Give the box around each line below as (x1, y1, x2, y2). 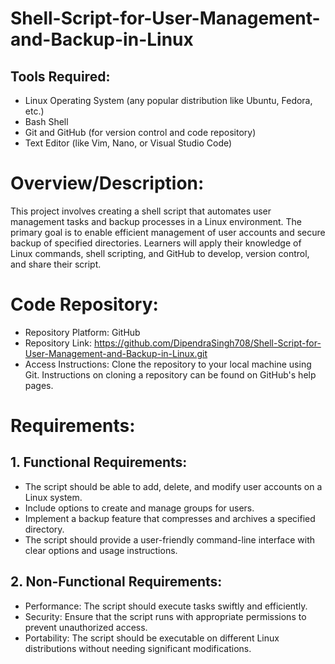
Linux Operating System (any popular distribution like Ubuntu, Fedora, (24, 95, 313, 106)
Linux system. (24, 491, 83, 503)
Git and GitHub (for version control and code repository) (24, 127, 257, 138)
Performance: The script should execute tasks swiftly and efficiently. (24, 600, 308, 612)
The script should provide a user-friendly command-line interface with (24, 533, 316, 546)
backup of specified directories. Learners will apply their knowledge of (10, 237, 302, 249)
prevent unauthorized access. (24, 621, 148, 633)
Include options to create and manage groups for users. (24, 502, 255, 514)
